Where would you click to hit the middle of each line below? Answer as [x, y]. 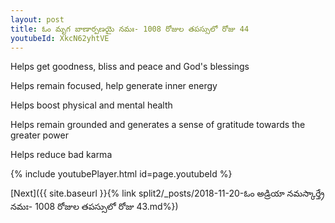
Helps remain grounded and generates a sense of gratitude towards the [158, 125]
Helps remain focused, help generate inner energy [114, 86]
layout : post [37, 19]
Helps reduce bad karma [61, 155]
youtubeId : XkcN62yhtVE [60, 38]
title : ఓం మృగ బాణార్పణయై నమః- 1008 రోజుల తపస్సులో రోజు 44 [130, 29]
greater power [39, 135]
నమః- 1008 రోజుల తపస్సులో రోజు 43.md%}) [94, 207]
